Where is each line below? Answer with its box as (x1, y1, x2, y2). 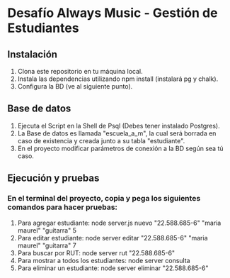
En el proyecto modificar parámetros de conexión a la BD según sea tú (17, 144, 224, 152)
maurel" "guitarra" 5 (17, 226, 76, 235)
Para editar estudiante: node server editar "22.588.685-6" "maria (17, 233, 208, 242)
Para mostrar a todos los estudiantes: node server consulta (17, 256, 190, 265)
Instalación (7, 48, 58, 60)
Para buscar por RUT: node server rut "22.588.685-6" (17, 248, 176, 257)
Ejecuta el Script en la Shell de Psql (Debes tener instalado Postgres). (17, 121, 221, 130)
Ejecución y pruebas (7, 172, 100, 184)
